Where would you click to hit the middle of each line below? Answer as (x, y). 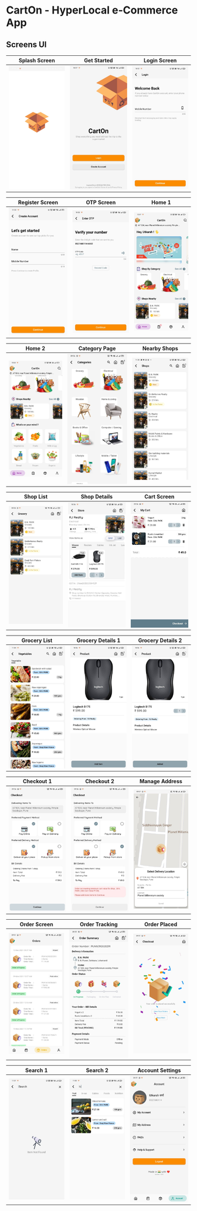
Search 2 (97, 1070)
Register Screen (38, 202)
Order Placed (161, 924)
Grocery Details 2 (160, 640)
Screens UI (26, 44)
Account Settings (159, 1070)
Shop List (36, 497)
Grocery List (37, 640)
